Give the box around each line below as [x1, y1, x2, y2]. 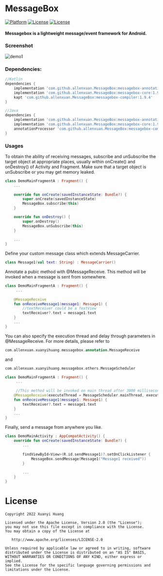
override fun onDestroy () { [14, 215, 70, 219]
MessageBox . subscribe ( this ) [22, 201, 79, 206]
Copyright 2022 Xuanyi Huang [5, 512, 64, 516]
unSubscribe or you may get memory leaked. [5, 169, 96, 175]
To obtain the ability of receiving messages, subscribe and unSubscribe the [5, 153, 156, 159]
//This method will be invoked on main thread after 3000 [16, 388, 136, 393]
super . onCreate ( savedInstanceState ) [22, 197, 97, 201]
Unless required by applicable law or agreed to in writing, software [5, 546, 151, 551]
